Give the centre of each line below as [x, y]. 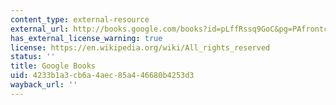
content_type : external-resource [80, 19]
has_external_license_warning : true [86, 38]
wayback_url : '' [44, 85]
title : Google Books [53, 66]
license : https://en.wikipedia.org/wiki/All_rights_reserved [140, 47]
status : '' [33, 57]
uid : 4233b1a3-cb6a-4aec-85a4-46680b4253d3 [102, 76]
